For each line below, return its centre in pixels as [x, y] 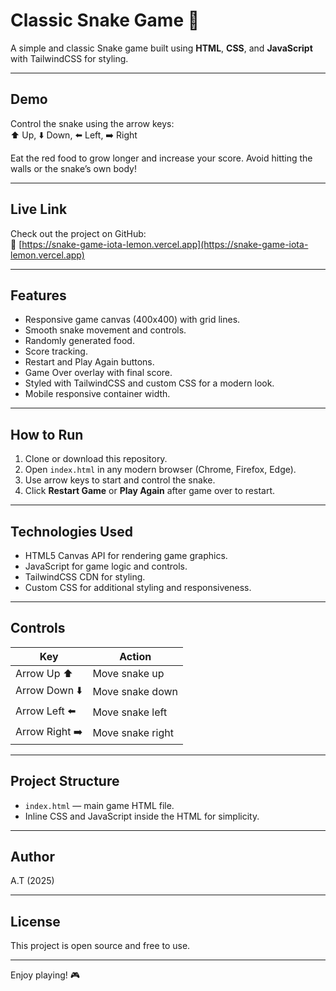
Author [32, 857]
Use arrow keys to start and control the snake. [120, 480]
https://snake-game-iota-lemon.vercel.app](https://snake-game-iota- [165, 244]
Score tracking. [56, 351]
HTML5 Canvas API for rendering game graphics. [126, 555]
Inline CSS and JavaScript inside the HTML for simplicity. [142, 816]
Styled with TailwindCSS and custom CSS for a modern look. [149, 383]
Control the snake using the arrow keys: [92, 123]
